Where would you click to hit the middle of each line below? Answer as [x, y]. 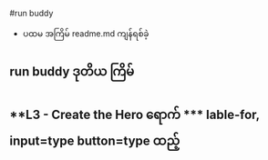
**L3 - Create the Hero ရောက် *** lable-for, [134, 114]
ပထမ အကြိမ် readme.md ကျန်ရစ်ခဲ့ [86, 34]
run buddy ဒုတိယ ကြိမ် [72, 72]
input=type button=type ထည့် [95, 140]
